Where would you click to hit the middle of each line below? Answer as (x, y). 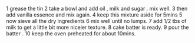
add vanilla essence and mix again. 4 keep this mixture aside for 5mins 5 (94, 15)
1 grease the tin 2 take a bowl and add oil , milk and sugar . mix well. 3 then (97, 9)
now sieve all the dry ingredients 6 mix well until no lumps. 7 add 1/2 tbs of (96, 21)
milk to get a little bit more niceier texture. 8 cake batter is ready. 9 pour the (97, 27)
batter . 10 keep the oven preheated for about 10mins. (71, 34)
